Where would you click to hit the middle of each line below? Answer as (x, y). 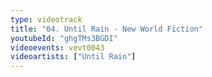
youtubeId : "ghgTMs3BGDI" (64, 38)
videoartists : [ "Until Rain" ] (73, 57)
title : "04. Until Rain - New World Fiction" (106, 29)
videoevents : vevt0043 (57, 47)
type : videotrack (46, 19)
